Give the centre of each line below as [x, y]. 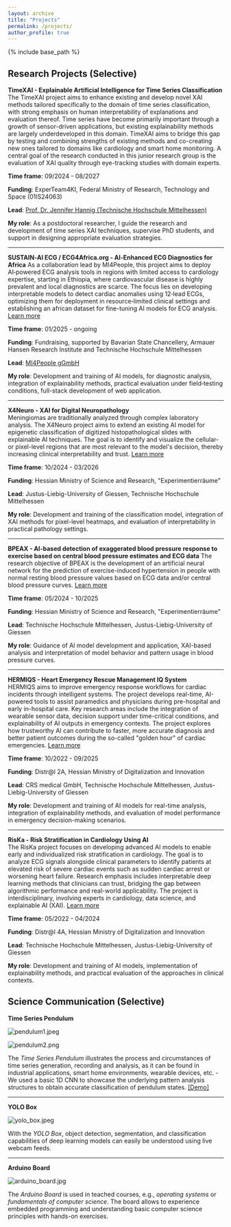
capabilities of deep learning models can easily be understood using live [110, 1141]
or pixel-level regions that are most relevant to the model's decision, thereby [115, 447]
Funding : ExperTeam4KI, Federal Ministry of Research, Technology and [109, 190]
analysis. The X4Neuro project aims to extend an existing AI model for [106, 425]
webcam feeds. [30, 1148]
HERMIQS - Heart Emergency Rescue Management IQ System [97, 680]
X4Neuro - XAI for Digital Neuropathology [69, 410]
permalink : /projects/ [40, 26]
